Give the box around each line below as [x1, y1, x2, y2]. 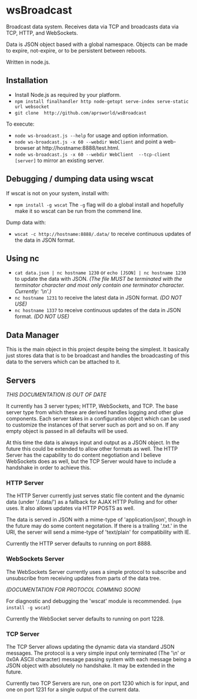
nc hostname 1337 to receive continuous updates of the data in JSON [14, 307, 181, 314]
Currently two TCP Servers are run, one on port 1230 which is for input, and [6, 680, 189, 687]
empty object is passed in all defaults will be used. [6, 428, 128, 434]
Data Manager [6, 330, 59, 340]
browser [14, 144, 35, 151]
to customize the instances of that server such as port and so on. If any [6, 421, 179, 428]
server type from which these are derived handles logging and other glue [6, 409, 183, 416]
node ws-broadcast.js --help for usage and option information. [14, 132, 169, 139]
